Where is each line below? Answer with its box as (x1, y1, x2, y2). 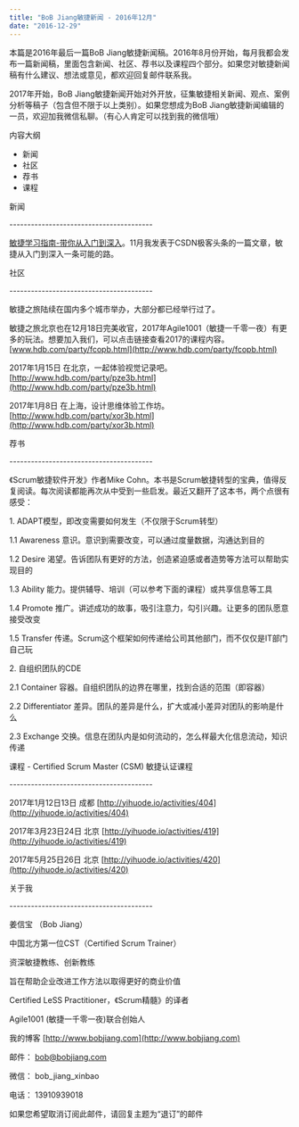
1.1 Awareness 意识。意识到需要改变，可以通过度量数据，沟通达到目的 (9, 534, 265, 545)
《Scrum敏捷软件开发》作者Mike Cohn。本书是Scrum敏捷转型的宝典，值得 (9, 474, 279, 485)
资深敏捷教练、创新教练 (9, 957, 95, 967)
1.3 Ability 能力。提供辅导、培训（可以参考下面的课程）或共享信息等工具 (9, 584, 273, 594)
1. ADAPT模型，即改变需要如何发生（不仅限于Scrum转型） (9, 515, 223, 526)
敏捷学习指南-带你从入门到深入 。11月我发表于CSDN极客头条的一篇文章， (9, 237, 276, 248)
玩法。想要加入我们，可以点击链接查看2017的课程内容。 (24, 334, 230, 344)
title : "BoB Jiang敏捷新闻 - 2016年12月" (9, 12, 158, 22)
